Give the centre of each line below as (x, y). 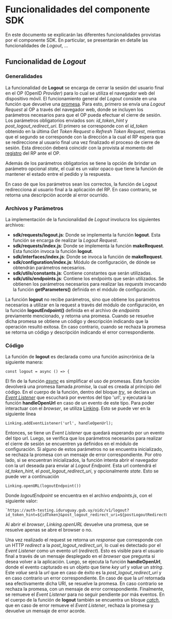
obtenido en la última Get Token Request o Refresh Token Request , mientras (85, 131)
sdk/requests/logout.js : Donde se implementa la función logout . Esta (87, 234)
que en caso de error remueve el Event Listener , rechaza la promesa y (79, 606)
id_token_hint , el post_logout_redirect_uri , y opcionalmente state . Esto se (82, 471)
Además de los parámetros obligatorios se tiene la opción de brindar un (81, 163)
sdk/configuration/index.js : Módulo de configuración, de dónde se (84, 262)
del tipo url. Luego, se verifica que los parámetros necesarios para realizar (84, 439)
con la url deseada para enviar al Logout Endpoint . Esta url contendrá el (81, 466)
